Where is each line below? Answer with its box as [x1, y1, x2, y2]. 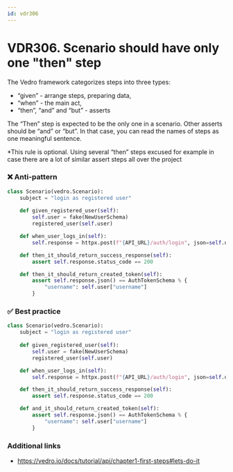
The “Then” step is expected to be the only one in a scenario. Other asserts [7, 119, 223, 128]
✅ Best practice [7, 307, 61, 317]
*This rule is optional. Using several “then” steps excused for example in [7, 147, 215, 156]
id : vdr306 [7, 10, 39, 17]
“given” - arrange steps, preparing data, [17, 91, 132, 99]
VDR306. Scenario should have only [7, 40, 220, 56]
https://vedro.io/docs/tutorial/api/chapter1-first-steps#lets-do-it [17, 456, 200, 465]
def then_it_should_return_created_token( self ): [19, 271, 163, 278]
